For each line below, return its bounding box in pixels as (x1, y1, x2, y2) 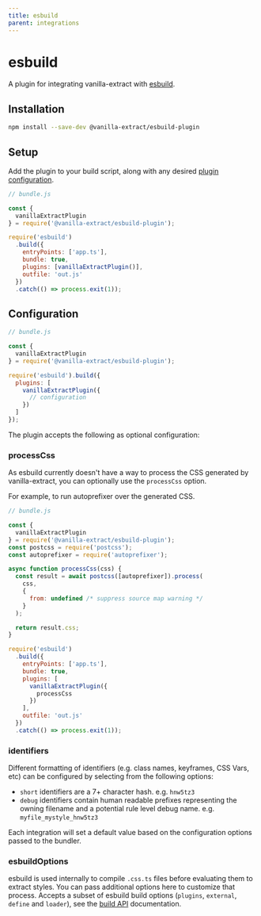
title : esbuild (8, 11, 59, 20)
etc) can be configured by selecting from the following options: (8, 772, 214, 781)
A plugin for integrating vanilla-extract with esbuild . (8, 79, 176, 89)
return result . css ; (15, 623, 80, 631)
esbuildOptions (8, 856, 69, 867)
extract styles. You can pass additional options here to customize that (8, 882, 236, 892)
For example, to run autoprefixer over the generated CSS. (8, 492, 195, 501)
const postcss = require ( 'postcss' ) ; (8, 543, 133, 551)
